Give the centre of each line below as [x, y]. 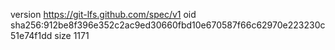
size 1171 [72, 35]
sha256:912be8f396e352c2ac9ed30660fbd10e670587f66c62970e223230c [168, 25]
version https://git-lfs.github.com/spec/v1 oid [103, 14]
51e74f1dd [31, 35]
